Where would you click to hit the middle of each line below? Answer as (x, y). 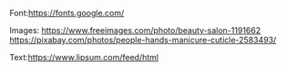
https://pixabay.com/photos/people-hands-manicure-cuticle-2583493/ (143, 40)
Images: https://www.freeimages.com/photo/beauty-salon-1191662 (135, 30)
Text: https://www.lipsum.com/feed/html (84, 57)
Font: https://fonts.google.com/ (67, 13)
